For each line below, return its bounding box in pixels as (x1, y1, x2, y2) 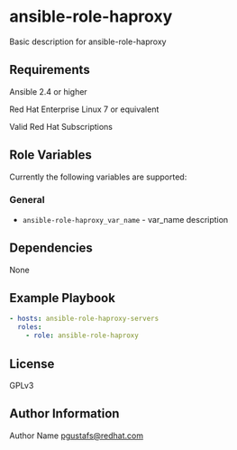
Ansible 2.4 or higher (9, 86, 87, 96)
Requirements (9, 62, 90, 78)
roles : (17, 323, 42, 332)
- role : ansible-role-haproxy (25, 331, 140, 340)
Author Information (9, 406, 120, 421)
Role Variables (9, 147, 92, 163)
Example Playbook (9, 290, 115, 306)
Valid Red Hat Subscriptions (9, 121, 113, 132)
